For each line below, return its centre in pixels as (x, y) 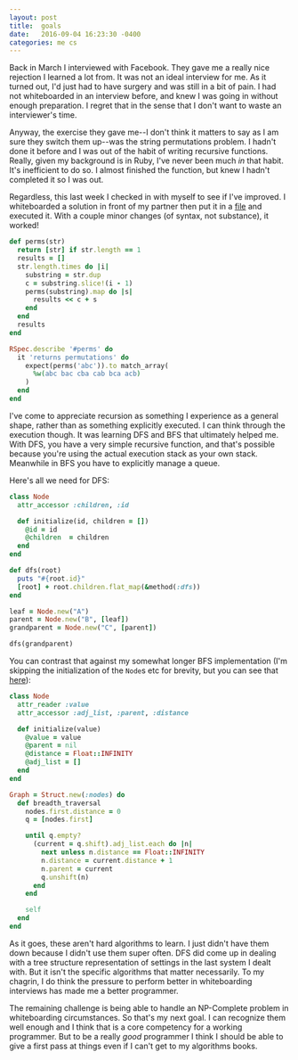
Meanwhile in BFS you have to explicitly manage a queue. (115, 463)
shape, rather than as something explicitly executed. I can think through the (148, 425)
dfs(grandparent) (41, 644)
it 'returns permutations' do (73, 357)
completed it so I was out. (56, 180)
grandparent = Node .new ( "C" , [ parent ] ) (83, 628)
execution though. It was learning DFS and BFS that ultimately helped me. (144, 434)
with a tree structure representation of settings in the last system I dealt (140, 962)
